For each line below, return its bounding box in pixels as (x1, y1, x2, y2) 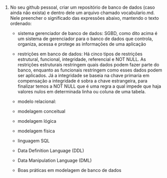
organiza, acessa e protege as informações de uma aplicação (17, 41, 146, 47)
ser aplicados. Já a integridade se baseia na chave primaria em (17, 73, 150, 78)
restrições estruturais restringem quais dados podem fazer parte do (17, 62, 159, 67)
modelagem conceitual (17, 109, 66, 114)
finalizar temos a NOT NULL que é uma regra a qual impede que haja (17, 83, 161, 89)
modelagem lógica (17, 118, 57, 124)
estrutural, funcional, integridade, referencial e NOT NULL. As (17, 56, 146, 62)
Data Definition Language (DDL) (17, 148, 85, 154)
